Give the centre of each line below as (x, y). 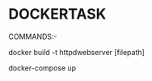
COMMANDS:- (33, 36)
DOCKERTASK (57, 14)
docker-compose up (42, 68)
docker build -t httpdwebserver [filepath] (77, 52)
